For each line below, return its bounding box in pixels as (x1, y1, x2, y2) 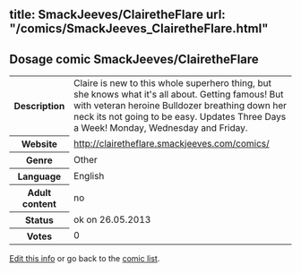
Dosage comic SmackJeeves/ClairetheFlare (9, 51, 260, 66)
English (73, 169, 105, 182)
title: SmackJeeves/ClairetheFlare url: (9, 7, 226, 22)
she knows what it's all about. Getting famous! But (73, 89, 284, 101)
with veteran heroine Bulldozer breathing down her (73, 99, 288, 112)
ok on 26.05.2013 (73, 213, 151, 226)
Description (13, 99, 65, 112)
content (21, 197, 56, 209)
